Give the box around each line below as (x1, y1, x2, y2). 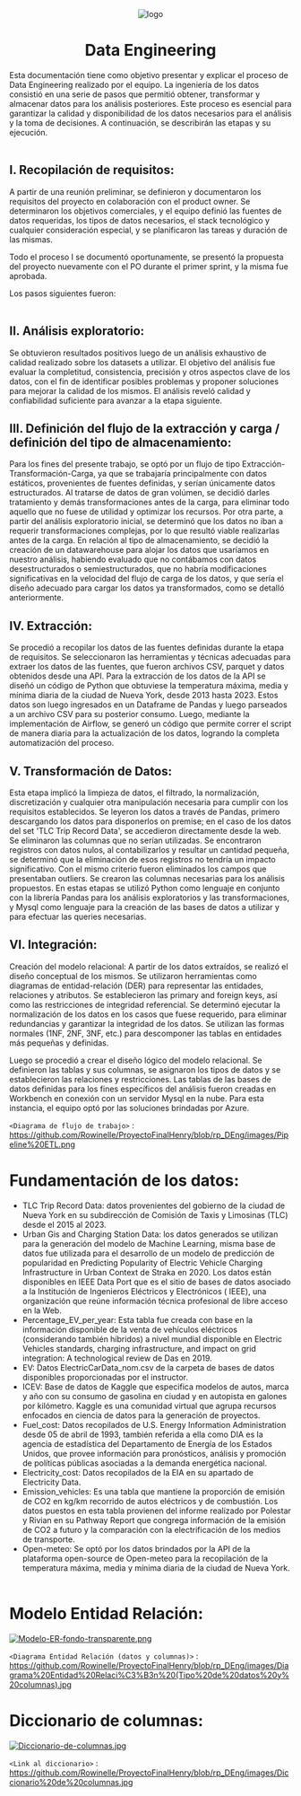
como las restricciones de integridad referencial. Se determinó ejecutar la (9, 999, 280, 1010)
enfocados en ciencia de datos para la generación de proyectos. (21, 1409, 261, 1421)
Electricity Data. (21, 1476, 82, 1487)
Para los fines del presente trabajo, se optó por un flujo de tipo (9, 459, 240, 469)
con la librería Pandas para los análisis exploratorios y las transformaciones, (9, 892, 289, 903)
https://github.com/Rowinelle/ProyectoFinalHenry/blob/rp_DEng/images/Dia (9, 1660, 289, 1670)
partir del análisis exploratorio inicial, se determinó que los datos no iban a (9, 516, 284, 527)
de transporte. (21, 1534, 75, 1545)
